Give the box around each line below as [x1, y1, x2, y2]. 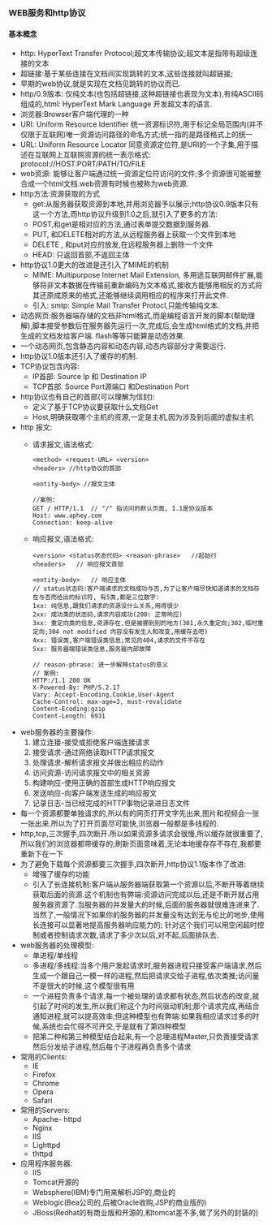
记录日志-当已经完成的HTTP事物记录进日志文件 [32, 798, 191, 809]
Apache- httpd [32, 1115, 82, 1124]
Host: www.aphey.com [32, 511, 102, 520]
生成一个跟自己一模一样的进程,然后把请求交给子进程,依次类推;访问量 [32, 971, 260, 981]
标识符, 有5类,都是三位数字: [74, 593, 160, 602]
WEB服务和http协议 [8, 6, 86, 18]
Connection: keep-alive [32, 519, 114, 527]
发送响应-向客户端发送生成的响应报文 [32, 788, 158, 798]
